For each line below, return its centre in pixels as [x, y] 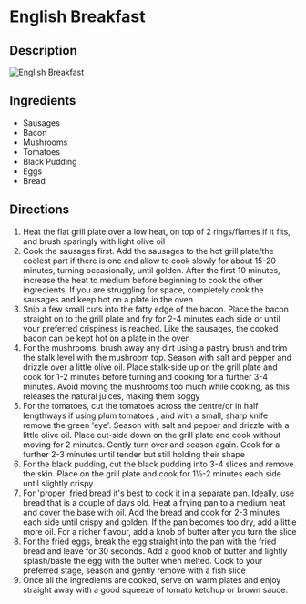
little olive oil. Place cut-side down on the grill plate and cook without [152, 435]
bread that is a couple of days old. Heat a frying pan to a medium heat [154, 502]
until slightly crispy [58, 483]
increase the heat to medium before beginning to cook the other [143, 280]
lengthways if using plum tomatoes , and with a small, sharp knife [145, 415]
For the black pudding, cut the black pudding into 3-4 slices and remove [158, 464]
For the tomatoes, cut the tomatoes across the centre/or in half [140, 405]
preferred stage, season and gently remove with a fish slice [134, 570]
